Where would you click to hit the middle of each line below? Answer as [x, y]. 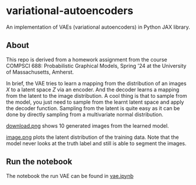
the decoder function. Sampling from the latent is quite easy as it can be [93, 108]
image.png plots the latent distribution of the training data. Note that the [93, 137]
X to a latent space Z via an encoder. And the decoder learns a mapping [93, 90]
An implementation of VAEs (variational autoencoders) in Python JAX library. [98, 27]
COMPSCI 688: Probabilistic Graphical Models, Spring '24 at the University [96, 66]
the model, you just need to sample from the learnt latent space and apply [95, 102]
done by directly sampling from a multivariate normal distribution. [85, 114]
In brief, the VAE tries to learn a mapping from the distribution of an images [96, 83]
